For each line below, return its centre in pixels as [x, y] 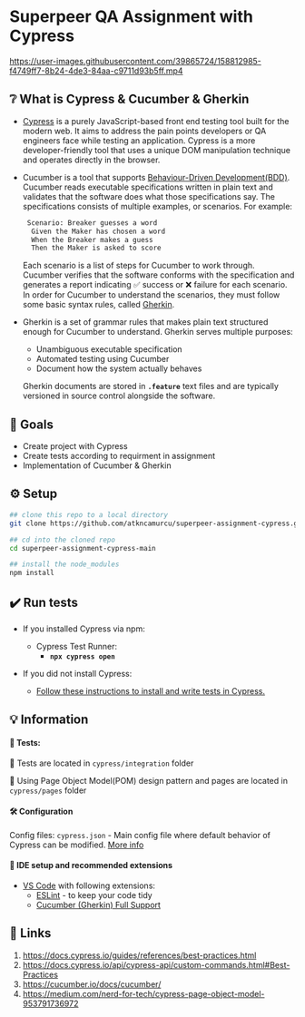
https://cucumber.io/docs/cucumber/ [92, 984]
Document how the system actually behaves [119, 368]
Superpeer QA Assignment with [132, 17]
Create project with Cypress [75, 446]
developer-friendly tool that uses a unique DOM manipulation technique [156, 150]
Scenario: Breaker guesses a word [92, 223]
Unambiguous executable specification [109, 349]
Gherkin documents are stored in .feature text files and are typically [151, 386]
